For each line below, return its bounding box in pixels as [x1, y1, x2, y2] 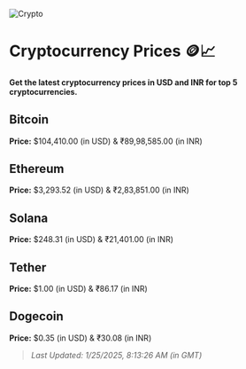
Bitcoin [9, 112, 50, 128]
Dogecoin [9, 309, 64, 324]
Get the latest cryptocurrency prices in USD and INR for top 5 [9, 76, 238, 88]
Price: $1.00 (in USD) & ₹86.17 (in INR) [9, 284, 148, 294]
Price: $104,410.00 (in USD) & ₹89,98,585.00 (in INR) [9, 136, 204, 146]
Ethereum [9, 161, 65, 177]
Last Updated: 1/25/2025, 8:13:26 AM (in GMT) [30, 349, 203, 360]
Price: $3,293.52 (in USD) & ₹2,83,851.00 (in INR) [9, 184, 190, 195]
